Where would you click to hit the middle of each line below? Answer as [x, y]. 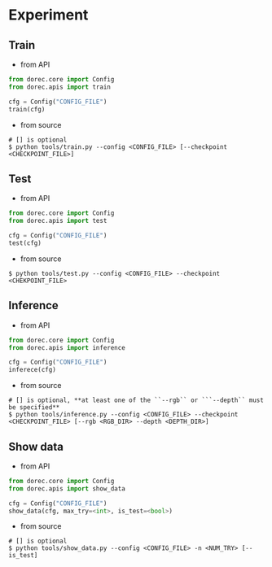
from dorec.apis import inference [67, 347]
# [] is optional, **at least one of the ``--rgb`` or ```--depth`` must [136, 400]
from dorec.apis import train [60, 87]
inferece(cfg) [33, 370]
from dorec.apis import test [58, 221]
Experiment [48, 15]
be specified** [34, 408]
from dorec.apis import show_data [67, 488]
